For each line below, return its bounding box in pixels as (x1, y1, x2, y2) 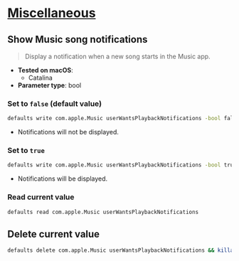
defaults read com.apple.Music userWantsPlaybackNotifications (7, 208, 199, 215)
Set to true (7, 146, 45, 156)
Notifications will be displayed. (17, 174, 108, 183)
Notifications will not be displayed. (17, 128, 119, 137)
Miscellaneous (7, 5, 96, 21)
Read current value (7, 192, 75, 202)
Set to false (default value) (7, 98, 102, 108)
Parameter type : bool (17, 81, 82, 90)
